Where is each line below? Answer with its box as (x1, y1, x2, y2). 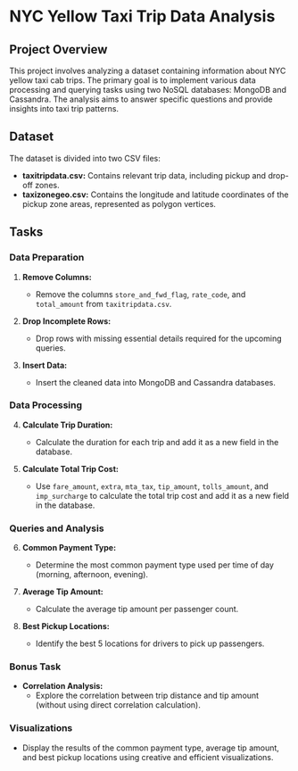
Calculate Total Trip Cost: (21, 463, 119, 474)
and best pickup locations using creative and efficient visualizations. (21, 751, 274, 762)
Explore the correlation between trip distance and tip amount (35, 690, 260, 701)
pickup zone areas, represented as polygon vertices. (21, 198, 217, 209)
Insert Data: (21, 360, 68, 370)
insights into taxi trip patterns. (9, 104, 119, 113)
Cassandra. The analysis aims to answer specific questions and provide (9, 94, 273, 104)
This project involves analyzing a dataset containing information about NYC (9, 65, 286, 76)
